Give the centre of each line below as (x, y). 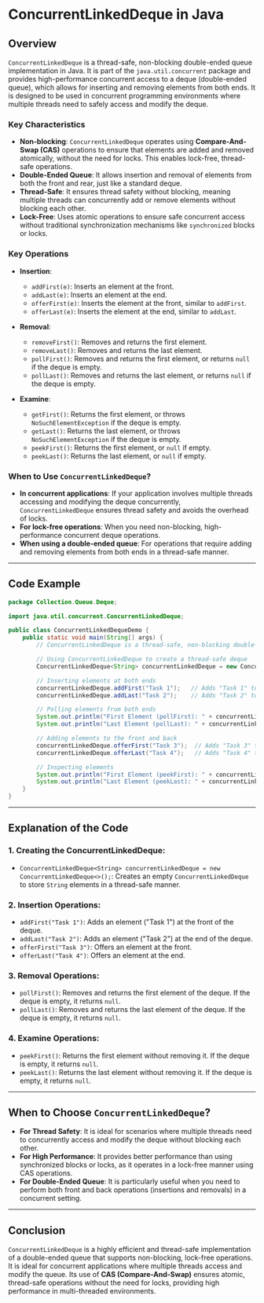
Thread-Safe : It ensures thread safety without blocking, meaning (125, 192)
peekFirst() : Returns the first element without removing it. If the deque (134, 1055)
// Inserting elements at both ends (96, 681)
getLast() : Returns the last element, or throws (106, 431)
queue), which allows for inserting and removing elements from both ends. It (132, 87)
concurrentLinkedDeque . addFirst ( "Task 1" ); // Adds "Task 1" (142, 688)
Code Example (44, 584)
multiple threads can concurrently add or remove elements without (127, 200)
